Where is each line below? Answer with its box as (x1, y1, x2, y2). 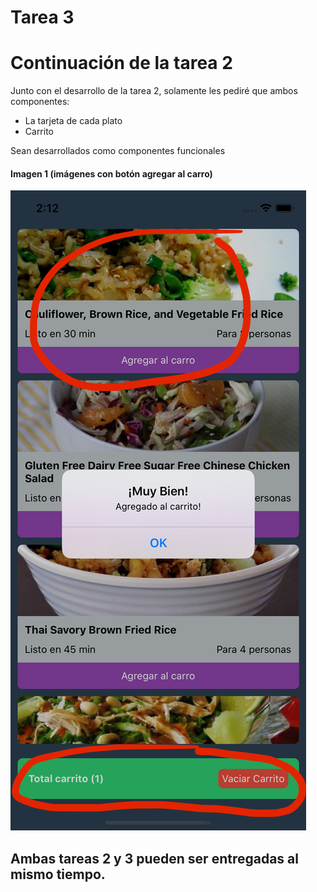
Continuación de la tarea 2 (10, 52, 233, 75)
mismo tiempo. (10, 866, 106, 883)
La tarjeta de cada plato (24, 115, 123, 127)
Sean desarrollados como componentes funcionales (10, 145, 226, 157)
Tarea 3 (10, 6, 75, 29)
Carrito (24, 126, 55, 138)
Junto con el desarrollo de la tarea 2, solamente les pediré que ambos (10, 85, 298, 97)
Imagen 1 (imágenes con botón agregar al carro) (10, 167, 213, 180)
